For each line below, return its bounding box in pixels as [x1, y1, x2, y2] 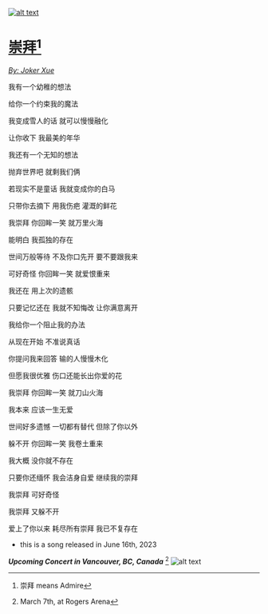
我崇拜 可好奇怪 [8, 490, 60, 500]
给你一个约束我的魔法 [8, 99, 78, 109]
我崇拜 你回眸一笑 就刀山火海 [8, 388, 104, 397]
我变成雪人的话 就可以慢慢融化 [8, 116, 108, 126]
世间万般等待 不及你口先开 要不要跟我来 [8, 252, 138, 261]
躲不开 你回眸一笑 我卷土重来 [8, 439, 104, 449]
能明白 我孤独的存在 [8, 235, 73, 245]
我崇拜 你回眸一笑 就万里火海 [8, 218, 104, 228]
